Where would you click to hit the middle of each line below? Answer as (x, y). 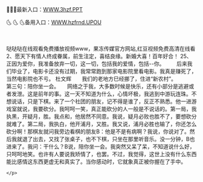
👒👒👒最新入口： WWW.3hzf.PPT (44, 9)
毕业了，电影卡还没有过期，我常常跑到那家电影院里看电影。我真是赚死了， (104, 71)
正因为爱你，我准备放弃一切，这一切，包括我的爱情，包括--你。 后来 (97, 64)
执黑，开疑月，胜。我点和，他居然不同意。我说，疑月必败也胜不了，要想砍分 (101, 116)
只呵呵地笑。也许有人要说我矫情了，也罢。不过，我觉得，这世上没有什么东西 (101, 154)
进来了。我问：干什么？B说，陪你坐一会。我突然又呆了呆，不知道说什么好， (101, 146)
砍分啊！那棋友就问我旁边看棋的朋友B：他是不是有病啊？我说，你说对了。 (98, 131)
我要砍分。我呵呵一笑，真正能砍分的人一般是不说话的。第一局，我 (114, 109)
